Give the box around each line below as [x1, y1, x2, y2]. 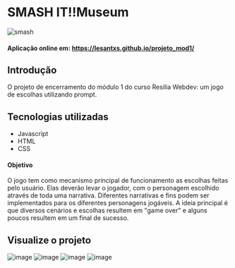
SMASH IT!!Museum [7, 4, 129, 20]
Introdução [7, 64, 57, 76]
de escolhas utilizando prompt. [7, 90, 97, 99]
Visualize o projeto [7, 234, 92, 246]
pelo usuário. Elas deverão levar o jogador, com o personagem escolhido [7, 184, 219, 193]
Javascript [17, 130, 49, 138]
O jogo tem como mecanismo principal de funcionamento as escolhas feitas [7, 176, 229, 185]
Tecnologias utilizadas [7, 111, 109, 123]
